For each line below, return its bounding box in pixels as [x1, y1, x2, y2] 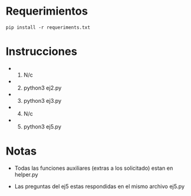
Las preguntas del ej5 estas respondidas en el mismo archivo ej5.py [14, 183, 185, 190]
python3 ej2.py [23, 84, 62, 91]
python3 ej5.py [23, 123, 61, 130]
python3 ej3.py [23, 97, 62, 104]
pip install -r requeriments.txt [5, 24, 91, 30]
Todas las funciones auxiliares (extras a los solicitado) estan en [14, 164, 173, 172]
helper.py [14, 170, 38, 178]
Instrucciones [5, 44, 77, 58]
